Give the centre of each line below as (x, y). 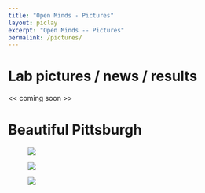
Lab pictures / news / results (103, 76)
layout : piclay (33, 23)
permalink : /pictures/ (45, 37)
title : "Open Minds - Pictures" (61, 15)
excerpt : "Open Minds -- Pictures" (66, 30)
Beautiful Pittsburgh (75, 130)
